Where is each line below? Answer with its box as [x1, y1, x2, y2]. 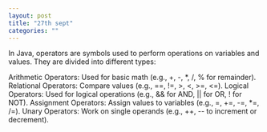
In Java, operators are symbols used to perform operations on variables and [8, 49, 260, 58]
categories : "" [8, 26, 59, 34]
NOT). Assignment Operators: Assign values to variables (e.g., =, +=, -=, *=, [8, 98, 260, 108]
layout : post [8, 11, 52, 20]
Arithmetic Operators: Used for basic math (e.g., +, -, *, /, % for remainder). [8, 73, 257, 82]
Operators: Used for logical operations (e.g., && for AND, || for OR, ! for [8, 90, 242, 99]
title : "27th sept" [8, 19, 74, 27]
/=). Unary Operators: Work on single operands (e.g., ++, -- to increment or [8, 106, 257, 116]
